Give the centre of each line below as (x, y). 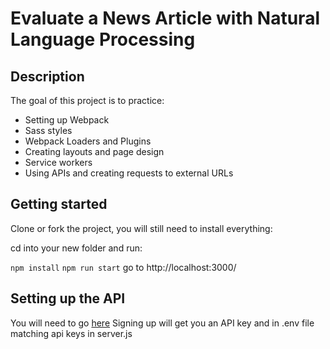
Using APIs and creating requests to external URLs (129, 173)
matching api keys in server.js (71, 333)
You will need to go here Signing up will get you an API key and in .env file (162, 323)
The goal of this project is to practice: (87, 100)
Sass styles (48, 130)
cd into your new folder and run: (76, 248)
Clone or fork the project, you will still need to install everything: (141, 228)
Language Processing (103, 39)
